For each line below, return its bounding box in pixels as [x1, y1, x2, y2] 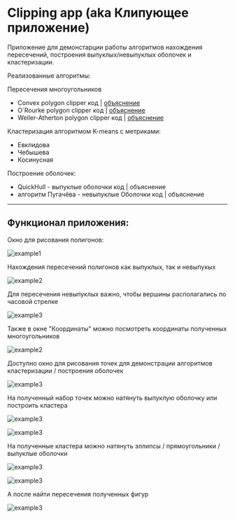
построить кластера [7, 401, 68, 409]
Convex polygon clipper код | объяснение [17, 98, 141, 106]
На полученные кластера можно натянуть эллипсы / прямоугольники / [7, 441, 220, 450]
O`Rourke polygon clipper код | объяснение [17, 106, 145, 114]
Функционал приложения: [7, 217, 129, 229]
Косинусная [17, 155, 54, 164]
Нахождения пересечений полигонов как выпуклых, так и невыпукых [7, 263, 216, 271]
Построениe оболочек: [7, 169, 76, 177]
